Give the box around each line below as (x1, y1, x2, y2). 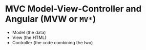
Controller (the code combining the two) (12, 39, 93, 45)
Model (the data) (12, 29, 46, 35)
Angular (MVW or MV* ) (5, 13, 96, 25)
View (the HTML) (12, 35, 47, 40)
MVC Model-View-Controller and (5, 3, 142, 14)
